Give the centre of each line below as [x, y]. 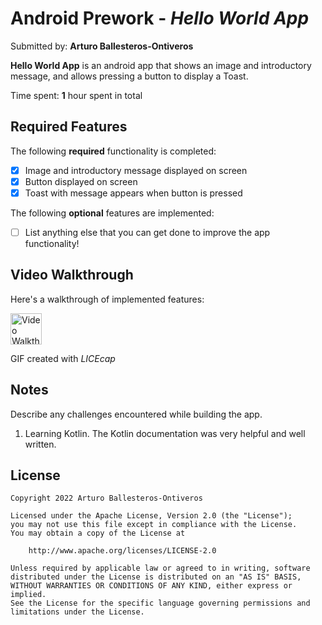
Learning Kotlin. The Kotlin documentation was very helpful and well [165, 433]
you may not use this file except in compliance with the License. [154, 525]
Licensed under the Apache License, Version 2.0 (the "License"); [151, 516]
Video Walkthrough [72, 275]
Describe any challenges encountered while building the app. [136, 414]
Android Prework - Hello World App [160, 18]
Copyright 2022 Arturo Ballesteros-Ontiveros [106, 498]
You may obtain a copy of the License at [98, 533]
